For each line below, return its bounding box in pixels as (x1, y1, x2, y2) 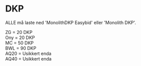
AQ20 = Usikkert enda (5, 50, 52, 56)
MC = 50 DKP (5, 39, 34, 45)
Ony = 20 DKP (5, 34, 35, 40)
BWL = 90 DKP (5, 45, 36, 51)
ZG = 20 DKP (5, 29, 33, 35)
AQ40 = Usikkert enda (5, 55, 52, 61)
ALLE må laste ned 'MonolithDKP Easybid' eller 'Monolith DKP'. (5, 19, 136, 25)
